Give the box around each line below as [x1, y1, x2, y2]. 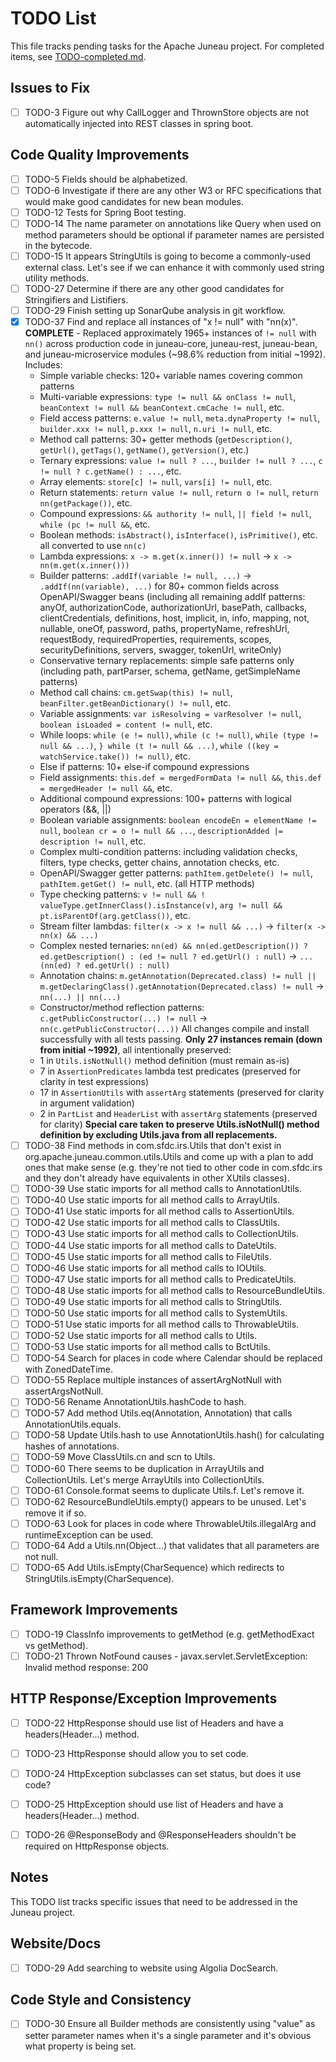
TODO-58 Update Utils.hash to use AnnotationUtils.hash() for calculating [24, 1429, 325, 1441]
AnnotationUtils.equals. [24, 1418, 122, 1431]
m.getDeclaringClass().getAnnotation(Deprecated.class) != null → [39, 980, 325, 992]
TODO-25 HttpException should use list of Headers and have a [24, 1798, 284, 1810]
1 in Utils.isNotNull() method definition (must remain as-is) [39, 1055, 290, 1067]
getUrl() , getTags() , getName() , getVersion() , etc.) [39, 444, 250, 456]
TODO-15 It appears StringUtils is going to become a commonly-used [24, 250, 312, 262]
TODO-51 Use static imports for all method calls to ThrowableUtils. [24, 1318, 300, 1330]
